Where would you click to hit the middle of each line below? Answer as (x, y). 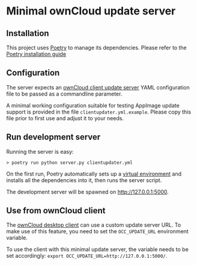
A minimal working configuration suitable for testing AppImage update (93, 105)
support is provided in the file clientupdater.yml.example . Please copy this (98, 112)
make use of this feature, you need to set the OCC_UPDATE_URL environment (98, 231)
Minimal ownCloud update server (91, 11)
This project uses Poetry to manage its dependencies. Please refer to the (97, 47)
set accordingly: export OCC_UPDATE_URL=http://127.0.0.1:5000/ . (87, 256)
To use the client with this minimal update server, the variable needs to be (98, 249)
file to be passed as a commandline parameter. (64, 94)
